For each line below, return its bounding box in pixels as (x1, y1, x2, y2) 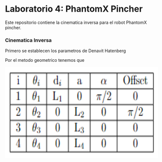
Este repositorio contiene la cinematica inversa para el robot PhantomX (5, 19, 147, 25)
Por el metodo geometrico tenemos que (5, 57, 85, 63)
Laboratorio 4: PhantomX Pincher (5, 3, 143, 15)
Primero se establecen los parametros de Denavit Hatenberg (5, 48, 126, 54)
